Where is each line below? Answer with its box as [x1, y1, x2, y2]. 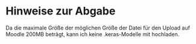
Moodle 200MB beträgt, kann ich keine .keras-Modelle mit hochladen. [5, 30, 180, 37]
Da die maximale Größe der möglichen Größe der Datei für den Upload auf [5, 24, 191, 31]
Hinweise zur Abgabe [5, 4, 116, 18]
